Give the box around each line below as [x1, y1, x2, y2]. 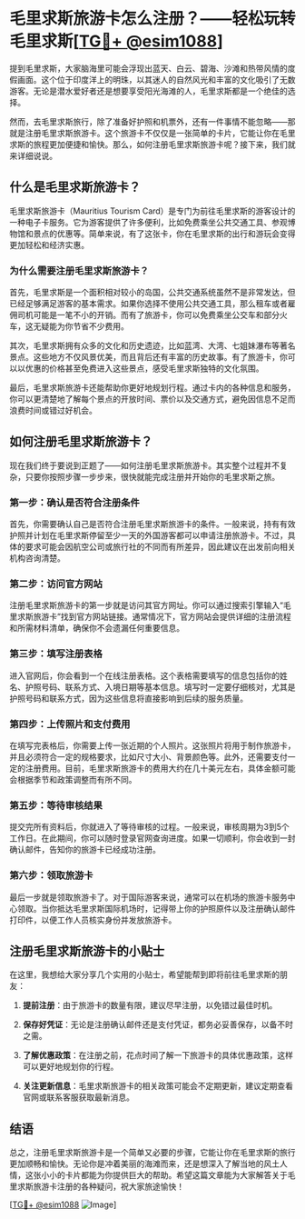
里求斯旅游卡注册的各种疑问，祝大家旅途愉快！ [9, 1181, 184, 1192]
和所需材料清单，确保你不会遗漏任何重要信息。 [9, 623, 184, 634]
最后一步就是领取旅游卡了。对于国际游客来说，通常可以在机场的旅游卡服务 [9, 892, 288, 903]
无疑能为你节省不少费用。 [33, 321, 129, 332]
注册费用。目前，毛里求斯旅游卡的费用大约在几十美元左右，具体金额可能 [25, 763, 296, 774]
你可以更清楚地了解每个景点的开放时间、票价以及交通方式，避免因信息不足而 [9, 394, 296, 405]
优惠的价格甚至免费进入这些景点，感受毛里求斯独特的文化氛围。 [25, 363, 264, 374]
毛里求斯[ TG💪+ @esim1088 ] [9, 31, 224, 52]
